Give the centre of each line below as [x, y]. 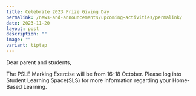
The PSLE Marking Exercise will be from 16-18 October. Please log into [94, 74]
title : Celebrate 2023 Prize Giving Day [58, 12]
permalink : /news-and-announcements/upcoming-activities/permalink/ [94, 17]
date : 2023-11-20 [28, 23]
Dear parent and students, [39, 62]
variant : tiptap [27, 46]
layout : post [23, 28]
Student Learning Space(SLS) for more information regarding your [89, 80]
